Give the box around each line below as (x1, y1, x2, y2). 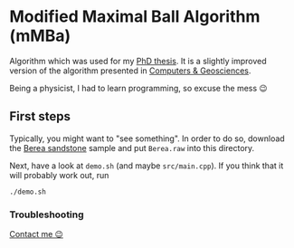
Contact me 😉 (9, 229, 63, 240)
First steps (9, 109, 71, 124)
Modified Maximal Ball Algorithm (9, 6, 261, 27)
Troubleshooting (9, 208, 84, 221)
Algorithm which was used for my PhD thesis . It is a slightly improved (9, 55, 267, 66)
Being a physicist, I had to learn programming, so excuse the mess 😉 (9, 82, 269, 93)
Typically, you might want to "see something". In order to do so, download (9, 133, 285, 144)
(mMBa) (9, 25, 71, 46)
